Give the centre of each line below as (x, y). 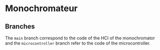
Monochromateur (41, 8)
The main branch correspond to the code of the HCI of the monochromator (80, 38)
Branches (20, 26)
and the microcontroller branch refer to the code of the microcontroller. (78, 43)
